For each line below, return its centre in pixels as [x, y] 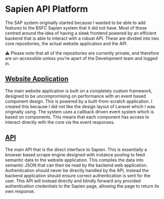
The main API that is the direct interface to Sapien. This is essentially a [76, 149]
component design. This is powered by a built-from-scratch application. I [79, 101]
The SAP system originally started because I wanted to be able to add [75, 23]
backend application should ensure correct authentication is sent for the [78, 175]
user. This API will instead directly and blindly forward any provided [73, 181]
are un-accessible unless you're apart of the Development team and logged [82, 58]
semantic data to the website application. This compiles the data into [74, 160]
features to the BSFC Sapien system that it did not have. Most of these [76, 28]
